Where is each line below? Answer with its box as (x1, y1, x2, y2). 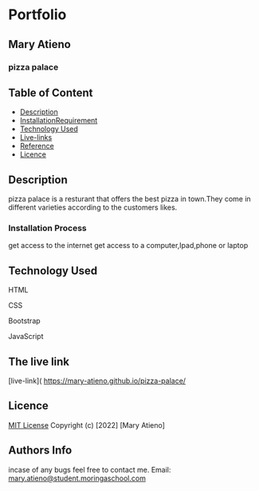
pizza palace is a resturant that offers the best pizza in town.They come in (8, 194, 251, 204)
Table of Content (8, 86, 93, 99)
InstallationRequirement (19, 116, 98, 126)
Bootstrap (8, 316, 41, 325)
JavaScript (8, 332, 44, 341)
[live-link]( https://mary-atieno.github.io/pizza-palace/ (8, 376, 186, 385)
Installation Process (8, 222, 87, 234)
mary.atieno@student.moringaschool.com (8, 473, 146, 483)
